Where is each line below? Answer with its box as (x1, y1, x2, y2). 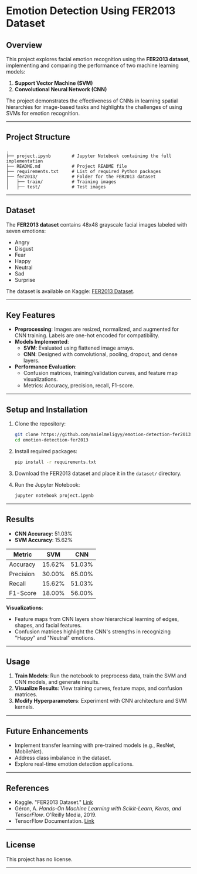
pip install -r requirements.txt (14, 459, 97, 465)
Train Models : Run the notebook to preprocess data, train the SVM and (14, 672, 186, 679)
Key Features (6, 310, 56, 320)
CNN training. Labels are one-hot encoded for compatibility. (14, 332, 159, 339)
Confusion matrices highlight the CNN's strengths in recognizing (14, 628, 171, 635)
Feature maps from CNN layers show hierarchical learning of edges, (14, 615, 179, 622)
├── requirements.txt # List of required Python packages (6, 168, 161, 174)
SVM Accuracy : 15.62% (14, 536, 73, 543)
